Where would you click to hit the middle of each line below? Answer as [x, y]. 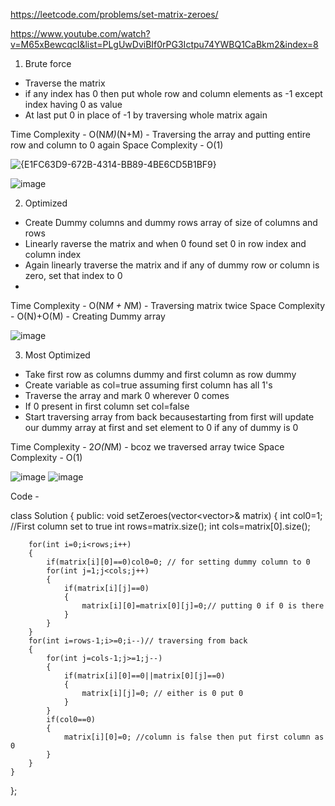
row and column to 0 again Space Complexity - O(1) [117, 145]
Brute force [48, 63]
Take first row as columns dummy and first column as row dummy [160, 374]
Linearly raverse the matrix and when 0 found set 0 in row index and [165, 243]
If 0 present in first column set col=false [107, 406]
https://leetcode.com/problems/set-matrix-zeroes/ [114, 14]
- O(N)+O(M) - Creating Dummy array [88, 316]
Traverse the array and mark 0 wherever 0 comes [127, 395]
